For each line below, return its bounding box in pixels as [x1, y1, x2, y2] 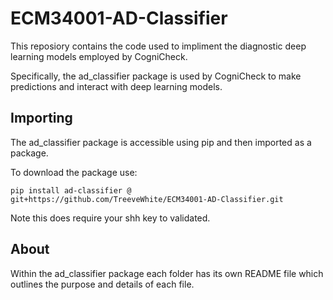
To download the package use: [10, 166, 138, 178]
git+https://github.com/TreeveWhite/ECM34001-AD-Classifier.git [10, 194, 284, 204]
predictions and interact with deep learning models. [10, 80, 223, 92]
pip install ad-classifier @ [10, 185, 132, 196]
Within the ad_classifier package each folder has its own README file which [10, 267, 324, 279]
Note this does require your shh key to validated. [10, 212, 211, 224]
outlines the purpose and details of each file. [10, 278, 195, 290]
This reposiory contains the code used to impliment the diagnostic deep [10, 40, 307, 52]
